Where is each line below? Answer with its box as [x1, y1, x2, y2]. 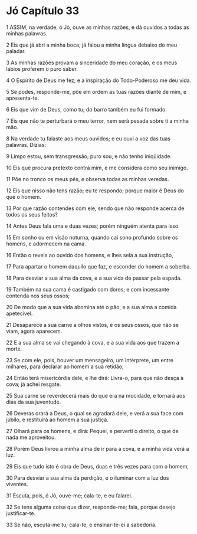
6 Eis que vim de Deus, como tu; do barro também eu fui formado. [6, 106, 167, 113]
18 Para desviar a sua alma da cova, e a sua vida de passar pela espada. [6, 274, 182, 281]
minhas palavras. [6, 30, 48, 37]
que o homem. [6, 193, 41, 200]
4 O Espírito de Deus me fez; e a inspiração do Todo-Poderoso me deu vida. [6, 77, 192, 84]
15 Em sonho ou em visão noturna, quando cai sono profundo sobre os [6, 234, 178, 241]
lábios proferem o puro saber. [6, 65, 78, 72]
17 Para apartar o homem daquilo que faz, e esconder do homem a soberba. [6, 263, 192, 270]
